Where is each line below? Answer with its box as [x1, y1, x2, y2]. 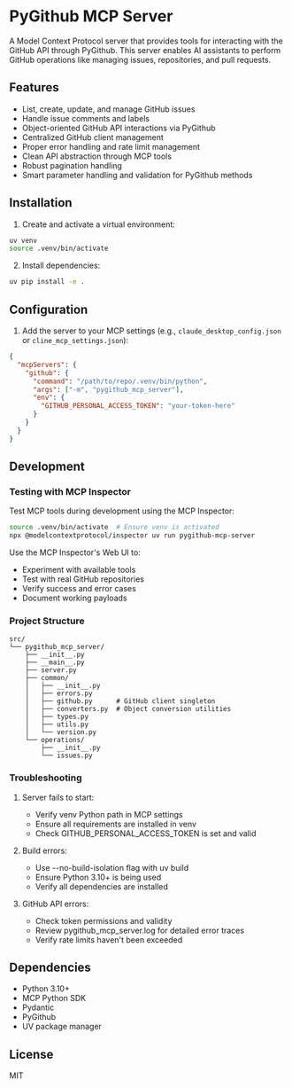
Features [9, 80, 59, 95]
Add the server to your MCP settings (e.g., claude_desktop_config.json [21, 325, 281, 336]
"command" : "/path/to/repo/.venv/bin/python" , [32, 377, 208, 386]
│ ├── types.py [25, 712, 89, 722]
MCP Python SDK [21, 993, 87, 1004]
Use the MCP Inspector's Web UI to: [9, 547, 142, 558]
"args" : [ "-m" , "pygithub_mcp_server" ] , [32, 385, 184, 394]
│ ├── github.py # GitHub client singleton [25, 697, 216, 706]
